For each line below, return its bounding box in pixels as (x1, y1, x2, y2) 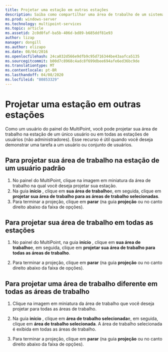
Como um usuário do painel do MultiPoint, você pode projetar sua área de (5, 125, 157, 131)
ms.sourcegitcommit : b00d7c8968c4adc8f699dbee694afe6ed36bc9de (5, 58, 140, 63)
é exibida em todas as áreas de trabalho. (12, 326, 96, 332)
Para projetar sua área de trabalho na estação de (5, 156, 159, 165)
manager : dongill (5, 40, 41, 45)
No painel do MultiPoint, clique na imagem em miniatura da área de (12, 177, 151, 183)
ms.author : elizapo (5, 44, 46, 49)
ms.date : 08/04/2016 (5, 49, 48, 54)
